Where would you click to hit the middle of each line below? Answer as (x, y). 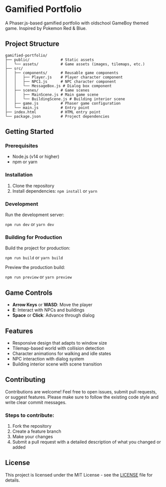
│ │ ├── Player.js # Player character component (64, 77)
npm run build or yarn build (34, 258)
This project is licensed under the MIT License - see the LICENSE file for (79, 475)
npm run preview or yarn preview (38, 277)
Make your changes (32, 437)
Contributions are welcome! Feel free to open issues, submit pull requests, (81, 391)
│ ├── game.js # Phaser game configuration (63, 103)
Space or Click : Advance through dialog (54, 315)
